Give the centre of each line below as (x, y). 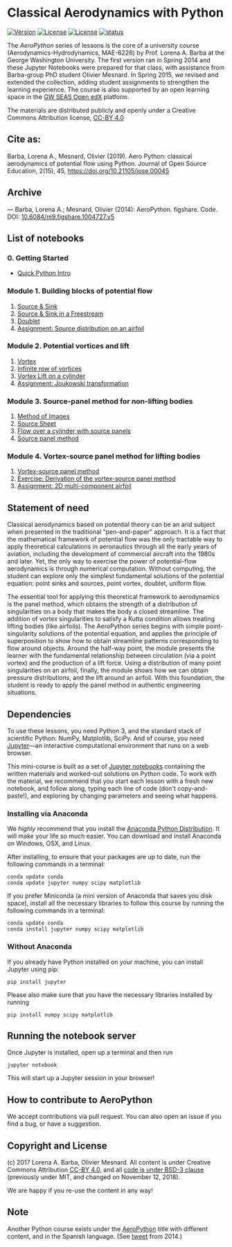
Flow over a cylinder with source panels (74, 431)
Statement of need (48, 508)
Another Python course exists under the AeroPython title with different (107, 1229)
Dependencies (39, 714)
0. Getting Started (38, 258)
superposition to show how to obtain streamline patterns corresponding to (113, 641)
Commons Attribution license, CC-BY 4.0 (66, 117)
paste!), (18, 796)
